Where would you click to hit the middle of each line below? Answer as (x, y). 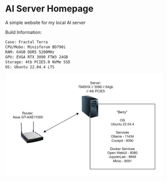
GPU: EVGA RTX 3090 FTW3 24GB (37, 57)
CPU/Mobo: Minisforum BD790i (35, 47)
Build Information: (23, 32)
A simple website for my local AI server (45, 22)
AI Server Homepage (49, 9)
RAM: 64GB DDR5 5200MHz (30, 52)
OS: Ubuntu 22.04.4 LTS (30, 67)
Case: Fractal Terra (27, 42)
